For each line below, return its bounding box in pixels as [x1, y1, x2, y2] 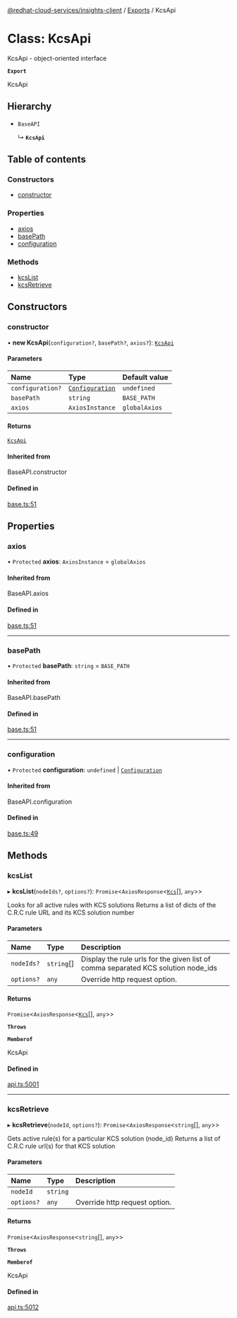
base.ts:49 [7, 829, 39, 838]
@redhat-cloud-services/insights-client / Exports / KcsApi [7, 6, 176, 14]
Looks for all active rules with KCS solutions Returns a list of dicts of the [7, 901, 217, 909]
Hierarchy [7, 100, 52, 112]
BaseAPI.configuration [7, 797, 73, 806]
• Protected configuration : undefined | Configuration [7, 766, 162, 774]
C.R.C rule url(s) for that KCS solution [7, 1141, 116, 1150]
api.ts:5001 [7, 1080, 39, 1088]
